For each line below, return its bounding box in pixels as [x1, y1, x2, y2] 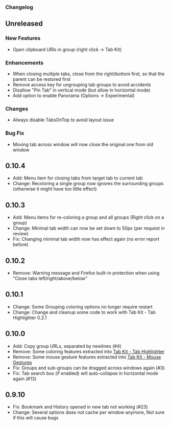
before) [12, 241, 29, 248]
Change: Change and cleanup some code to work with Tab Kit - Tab [12, 309, 156, 315]
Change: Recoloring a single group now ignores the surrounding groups [12, 181, 164, 187]
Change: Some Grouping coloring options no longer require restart [12, 303, 153, 310]
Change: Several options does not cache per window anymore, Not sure [12, 409, 165, 415]
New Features [5, 35, 41, 42]
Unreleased [5, 19, 43, 28]
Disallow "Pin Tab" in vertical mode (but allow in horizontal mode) [12, 87, 151, 93]
